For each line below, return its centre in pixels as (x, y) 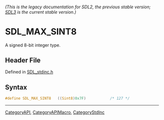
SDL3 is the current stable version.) (41, 12)
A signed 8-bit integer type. (33, 45)
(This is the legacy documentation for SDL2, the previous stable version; (78, 7)
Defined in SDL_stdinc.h (29, 72)
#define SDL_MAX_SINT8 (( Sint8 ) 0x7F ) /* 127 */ (68, 99)
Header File (23, 60)
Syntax (16, 87)
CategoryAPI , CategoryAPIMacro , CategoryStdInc (55, 112)
